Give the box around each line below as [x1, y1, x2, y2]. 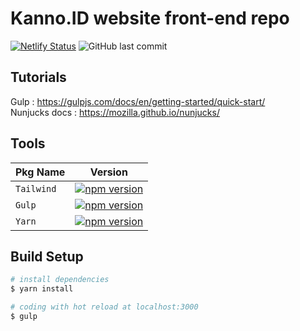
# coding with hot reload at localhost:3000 [10, 302, 199, 312]
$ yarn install [10, 284, 74, 294]
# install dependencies [10, 275, 110, 285]
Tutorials [10, 69, 67, 86]
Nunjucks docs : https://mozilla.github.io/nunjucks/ [10, 106, 220, 118]
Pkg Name [15, 165, 66, 179]
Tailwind [15, 183, 57, 194]
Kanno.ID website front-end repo [10, 7, 290, 30]
